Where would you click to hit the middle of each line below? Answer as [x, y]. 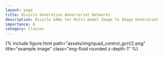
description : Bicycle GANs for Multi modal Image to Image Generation [82, 19]
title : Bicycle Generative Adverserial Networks [58, 15]
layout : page [19, 10]
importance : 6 [20, 24]
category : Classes [25, 29]
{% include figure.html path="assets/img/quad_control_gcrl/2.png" [76, 43]
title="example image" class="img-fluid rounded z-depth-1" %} [72, 49]
